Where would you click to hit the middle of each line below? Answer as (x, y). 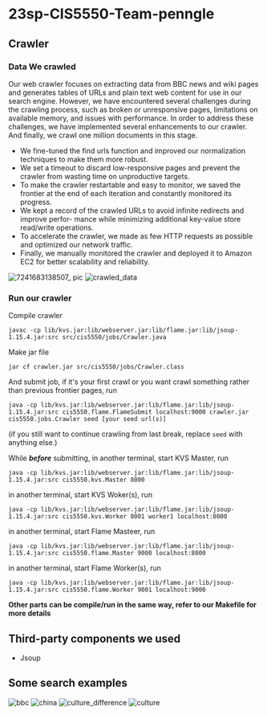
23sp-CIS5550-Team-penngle (111, 14)
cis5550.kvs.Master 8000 (104, 480)
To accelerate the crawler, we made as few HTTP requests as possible (136, 236)
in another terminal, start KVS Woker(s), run (81, 495)
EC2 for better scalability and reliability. (85, 261)
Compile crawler (35, 316)
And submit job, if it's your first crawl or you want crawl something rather (129, 382)
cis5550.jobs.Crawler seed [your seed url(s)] (87, 419)
